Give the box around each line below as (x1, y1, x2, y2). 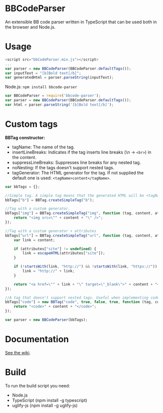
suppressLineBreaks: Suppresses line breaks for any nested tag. (12, 159, 141, 165)
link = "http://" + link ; (22, 269, 75, 274)
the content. (12, 154, 36, 160)
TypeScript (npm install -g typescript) (12, 397, 87, 403)
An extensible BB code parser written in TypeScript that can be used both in (5, 19, 157, 25)
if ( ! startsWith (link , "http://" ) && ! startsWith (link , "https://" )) (14, 264, 158, 269)
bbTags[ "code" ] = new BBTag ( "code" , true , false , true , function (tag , (5, 300, 153, 304)
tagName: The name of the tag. (12, 144, 75, 150)
